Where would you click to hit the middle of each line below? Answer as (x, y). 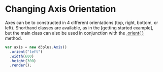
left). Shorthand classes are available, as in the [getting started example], (79, 27)
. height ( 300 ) (23, 61)
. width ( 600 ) (22, 56)
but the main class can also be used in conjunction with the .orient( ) (74, 33)
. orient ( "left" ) (26, 52)
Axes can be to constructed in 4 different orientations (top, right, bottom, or (82, 23)
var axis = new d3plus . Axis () (36, 47)
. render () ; (21, 65)
